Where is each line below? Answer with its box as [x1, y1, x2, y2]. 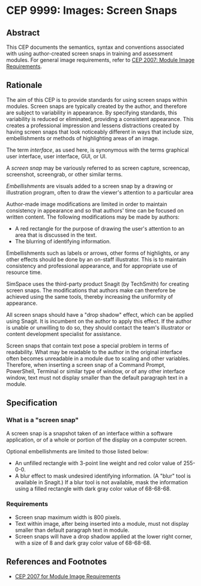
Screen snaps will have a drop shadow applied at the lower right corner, [14, 532, 193, 540]
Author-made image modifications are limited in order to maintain [6, 200, 167, 208]
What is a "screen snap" [6, 416, 79, 425]
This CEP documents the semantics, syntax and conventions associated [6, 43, 184, 51]
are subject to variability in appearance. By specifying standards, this [6, 109, 178, 116]
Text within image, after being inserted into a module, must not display [14, 520, 189, 527]
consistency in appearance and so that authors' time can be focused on [6, 207, 184, 214]
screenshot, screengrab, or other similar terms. [6, 170, 123, 178]
